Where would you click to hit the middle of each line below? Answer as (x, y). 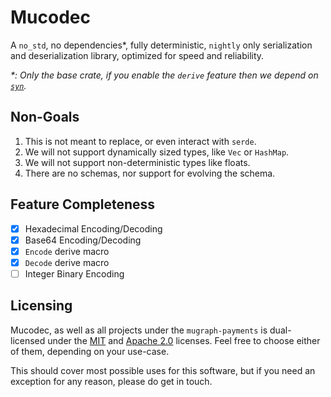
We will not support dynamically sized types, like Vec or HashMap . (157, 152)
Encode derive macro (67, 251)
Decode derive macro (67, 262)
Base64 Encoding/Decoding (83, 240)
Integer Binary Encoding (74, 273)
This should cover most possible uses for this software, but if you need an (163, 370)
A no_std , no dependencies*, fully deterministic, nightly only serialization (161, 45)
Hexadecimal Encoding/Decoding (93, 228)
